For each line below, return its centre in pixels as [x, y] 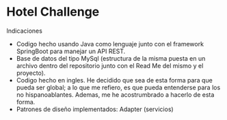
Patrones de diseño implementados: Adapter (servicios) [95, 109]
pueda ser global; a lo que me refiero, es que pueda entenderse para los [118, 87]
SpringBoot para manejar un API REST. [71, 51]
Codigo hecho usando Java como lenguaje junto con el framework [110, 44]
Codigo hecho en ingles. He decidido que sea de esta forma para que [114, 80]
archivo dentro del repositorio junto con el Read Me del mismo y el [110, 65]
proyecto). [31, 73]
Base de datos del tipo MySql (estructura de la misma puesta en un [111, 58]
